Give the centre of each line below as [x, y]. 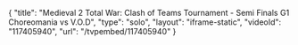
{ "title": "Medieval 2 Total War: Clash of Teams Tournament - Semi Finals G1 [149, 13]
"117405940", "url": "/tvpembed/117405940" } [92, 31]
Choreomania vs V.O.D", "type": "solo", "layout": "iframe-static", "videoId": [145, 22]
